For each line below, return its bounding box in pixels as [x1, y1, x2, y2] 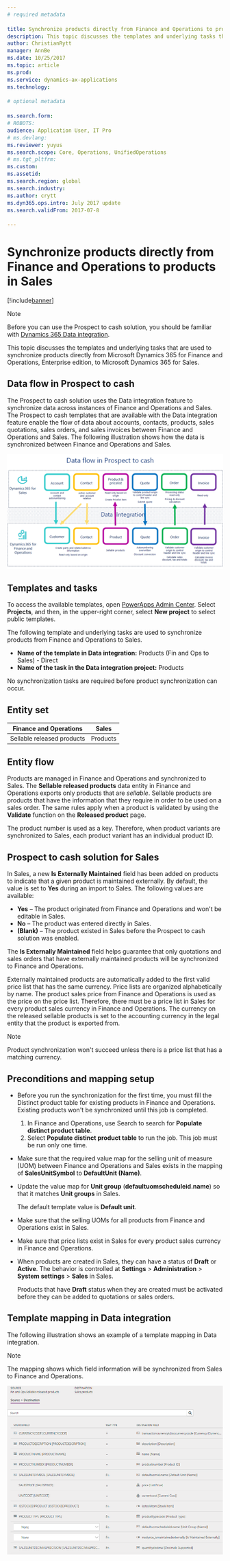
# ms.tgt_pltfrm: [7, 156, 57, 163]
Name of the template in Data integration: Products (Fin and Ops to [16, 649, 209, 658]
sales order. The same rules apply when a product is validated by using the [7, 804, 219, 812]
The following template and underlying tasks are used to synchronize [7, 629, 202, 637]
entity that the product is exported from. [7, 1019, 120, 1027]
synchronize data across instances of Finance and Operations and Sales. [7, 403, 214, 412]
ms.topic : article [7, 62, 60, 69]
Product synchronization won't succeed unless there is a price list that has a [7, 1046, 222, 1054]
